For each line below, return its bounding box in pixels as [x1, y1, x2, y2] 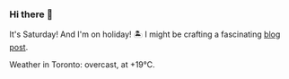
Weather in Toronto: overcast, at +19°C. [9, 59, 155, 70]
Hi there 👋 [9, 8, 54, 21]
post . [9, 42, 29, 53]
